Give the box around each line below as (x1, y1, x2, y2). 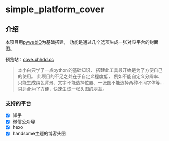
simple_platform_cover (5, 4, 105, 15)
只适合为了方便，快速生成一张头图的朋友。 (17, 86, 107, 92)
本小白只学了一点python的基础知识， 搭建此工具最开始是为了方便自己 (17, 67, 163, 73)
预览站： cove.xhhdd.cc (5, 57, 54, 62)
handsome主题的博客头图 (12, 130, 66, 137)
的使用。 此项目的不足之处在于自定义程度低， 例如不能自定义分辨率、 (17, 73, 163, 79)
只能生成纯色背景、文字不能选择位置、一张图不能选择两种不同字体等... (17, 80, 164, 85)
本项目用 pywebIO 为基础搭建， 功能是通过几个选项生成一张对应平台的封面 (5, 39, 159, 45)
